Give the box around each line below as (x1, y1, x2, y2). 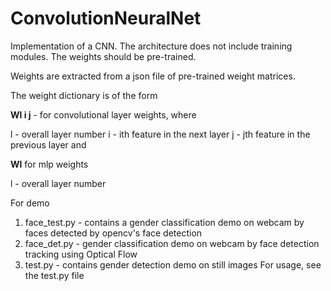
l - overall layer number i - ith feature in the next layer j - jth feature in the (10, 128, 311, 140)
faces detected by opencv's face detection (24, 227, 203, 239)
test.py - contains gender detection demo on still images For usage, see (24, 258, 322, 271)
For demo (10, 197, 50, 209)
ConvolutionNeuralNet (10, 7, 202, 30)
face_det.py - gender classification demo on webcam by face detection (24, 237, 320, 249)
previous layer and (10, 138, 87, 151)
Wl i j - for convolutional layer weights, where (10, 108, 197, 121)
